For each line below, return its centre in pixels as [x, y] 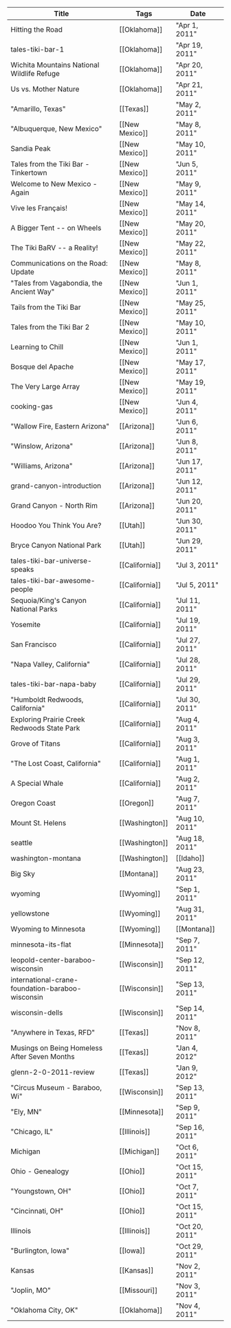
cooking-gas [32, 406]
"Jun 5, [187, 164]
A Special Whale [37, 783]
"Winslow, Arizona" [42, 446]
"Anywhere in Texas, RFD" [53, 1032]
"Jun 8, [187, 442]
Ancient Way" [33, 291]
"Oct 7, [187, 1187]
